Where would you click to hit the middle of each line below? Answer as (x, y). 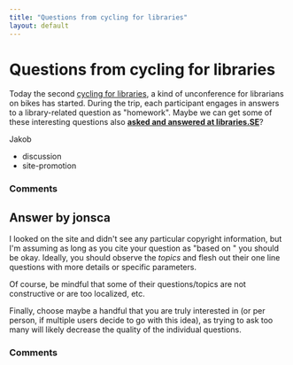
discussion (42, 157)
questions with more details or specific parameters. (103, 268)
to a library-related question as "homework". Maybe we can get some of (141, 113)
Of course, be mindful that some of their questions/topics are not (127, 284)
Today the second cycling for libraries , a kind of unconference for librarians (147, 94)
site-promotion (49, 166)
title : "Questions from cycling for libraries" (99, 17)
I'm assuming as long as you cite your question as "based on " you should (144, 248)
